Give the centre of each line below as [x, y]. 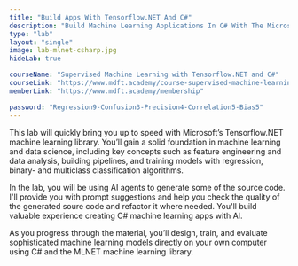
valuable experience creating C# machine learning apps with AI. [126, 215]
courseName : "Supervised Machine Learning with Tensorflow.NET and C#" [144, 75]
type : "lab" [31, 34]
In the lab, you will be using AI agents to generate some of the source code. [147, 187]
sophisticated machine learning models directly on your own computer [138, 242]
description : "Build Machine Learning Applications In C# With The [137, 26]
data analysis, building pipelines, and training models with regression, [136, 160]
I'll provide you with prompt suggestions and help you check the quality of [145, 197]
